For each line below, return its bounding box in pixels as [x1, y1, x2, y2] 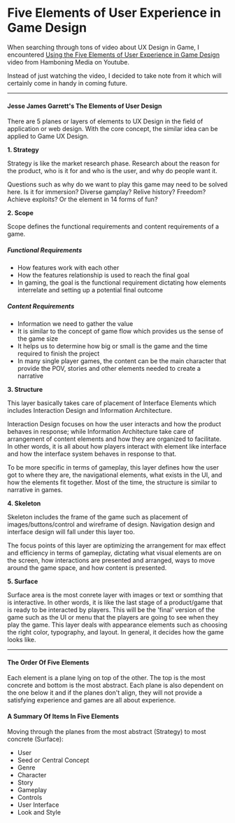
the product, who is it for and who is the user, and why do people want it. [7, 167, 218, 175]
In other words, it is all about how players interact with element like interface [7, 442, 227, 451]
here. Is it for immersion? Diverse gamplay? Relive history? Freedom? [7, 188, 206, 196]
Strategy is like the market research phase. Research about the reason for [7, 159, 220, 168]
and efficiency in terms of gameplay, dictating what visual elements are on [7, 549, 222, 557]
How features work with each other [17, 264, 120, 272]
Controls [17, 794, 43, 802]
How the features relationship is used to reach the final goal [17, 271, 190, 280]
